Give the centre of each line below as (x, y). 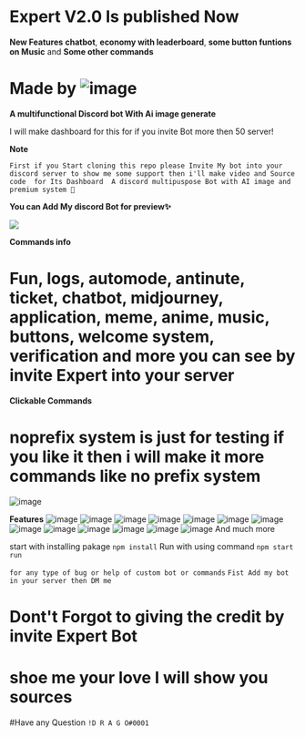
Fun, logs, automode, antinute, (127, 279)
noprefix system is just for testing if (147, 437)
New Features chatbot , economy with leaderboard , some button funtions (151, 42)
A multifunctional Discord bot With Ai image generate (113, 113)
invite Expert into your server (122, 376)
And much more (245, 528)
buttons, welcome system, (112, 337)
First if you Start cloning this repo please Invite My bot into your (146, 166)
